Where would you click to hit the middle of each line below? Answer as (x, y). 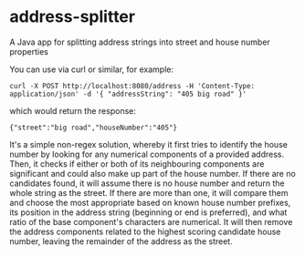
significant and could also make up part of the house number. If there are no (153, 173)
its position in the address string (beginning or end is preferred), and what (148, 212)
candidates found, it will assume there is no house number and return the (147, 183)
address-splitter (72, 17)
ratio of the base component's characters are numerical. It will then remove (151, 221)
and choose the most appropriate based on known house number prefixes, (150, 202)
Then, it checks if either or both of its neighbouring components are (137, 164)
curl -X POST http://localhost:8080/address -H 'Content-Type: (132, 86)
